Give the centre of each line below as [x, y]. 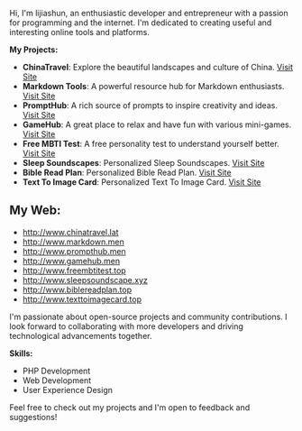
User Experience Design [67, 390]
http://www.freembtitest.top [74, 271]
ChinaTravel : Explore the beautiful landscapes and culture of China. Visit [157, 67]
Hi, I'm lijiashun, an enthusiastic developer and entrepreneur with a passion [149, 13]
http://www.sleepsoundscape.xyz [85, 280]
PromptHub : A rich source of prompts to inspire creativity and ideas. [150, 105]
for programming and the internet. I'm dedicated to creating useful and [141, 23]
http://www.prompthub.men [74, 251]
